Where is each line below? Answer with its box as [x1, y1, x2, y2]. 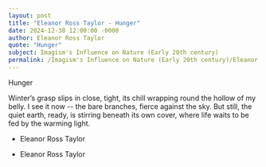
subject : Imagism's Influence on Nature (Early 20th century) [8, 49, 219, 56]
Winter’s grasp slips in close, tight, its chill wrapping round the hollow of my [8, 93, 256, 103]
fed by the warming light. [8, 118, 91, 128]
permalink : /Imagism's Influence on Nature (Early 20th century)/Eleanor [8, 56, 259, 64]
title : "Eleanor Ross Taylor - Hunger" [8, 19, 141, 27]
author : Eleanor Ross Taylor [8, 33, 105, 42]
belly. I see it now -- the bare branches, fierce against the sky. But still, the [8, 101, 252, 111]
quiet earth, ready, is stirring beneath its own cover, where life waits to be [8, 110, 249, 119]
